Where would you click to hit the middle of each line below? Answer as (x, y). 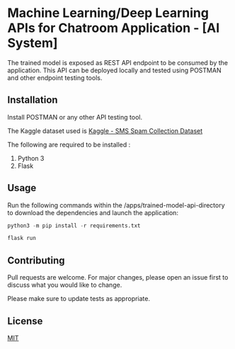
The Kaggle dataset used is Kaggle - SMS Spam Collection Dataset (105, 131)
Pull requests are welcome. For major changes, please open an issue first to (118, 278)
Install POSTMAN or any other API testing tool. (75, 117)
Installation (33, 100)
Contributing (36, 260)
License (25, 321)
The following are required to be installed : (69, 144)
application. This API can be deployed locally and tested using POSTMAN (114, 70)
